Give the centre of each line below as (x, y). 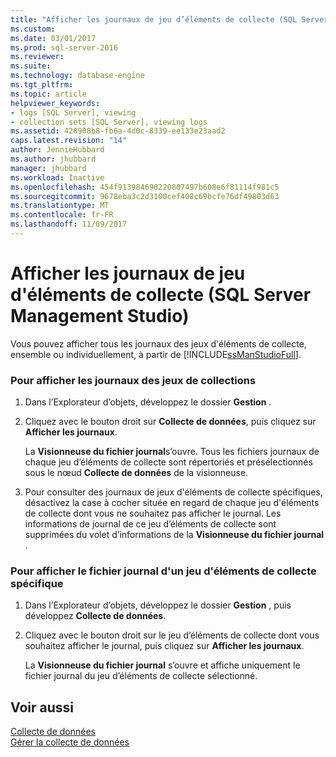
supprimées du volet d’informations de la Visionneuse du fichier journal (174, 535)
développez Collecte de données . (95, 616)
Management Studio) (100, 316)
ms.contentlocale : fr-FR (62, 215)
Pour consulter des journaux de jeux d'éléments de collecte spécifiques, (173, 492)
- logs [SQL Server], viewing (73, 112)
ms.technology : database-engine (77, 76)
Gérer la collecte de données (70, 742)
